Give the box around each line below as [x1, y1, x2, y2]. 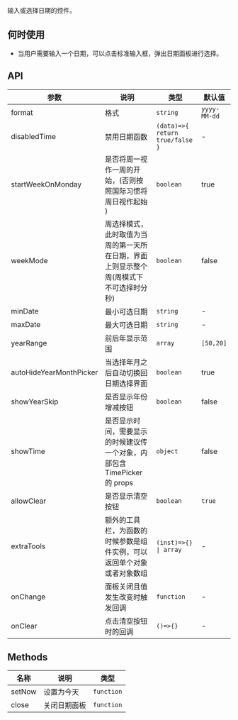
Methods [7, 651, 48, 663]
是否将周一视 [105, 154, 148, 164]
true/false [156, 135, 193, 144]
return [156, 128, 178, 137]
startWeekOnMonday [11, 179, 82, 189]
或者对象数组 [105, 568, 148, 578]
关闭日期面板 [43, 701, 86, 711]
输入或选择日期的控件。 [7, 6, 76, 14]
